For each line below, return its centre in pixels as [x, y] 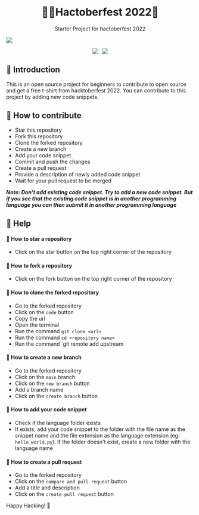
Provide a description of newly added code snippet [77, 174]
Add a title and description [47, 488]
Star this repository [38, 130]
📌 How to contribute [44, 116]
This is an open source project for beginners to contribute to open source [96, 84]
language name [34, 448]
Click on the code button [44, 312]
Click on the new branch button [52, 383]
